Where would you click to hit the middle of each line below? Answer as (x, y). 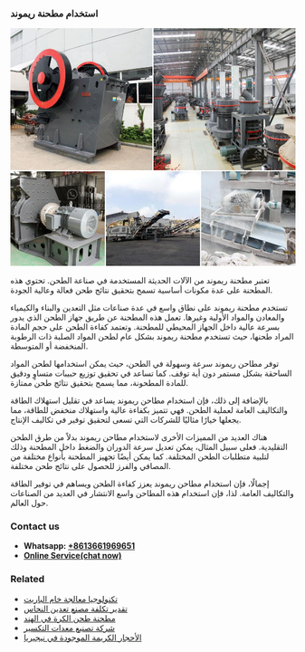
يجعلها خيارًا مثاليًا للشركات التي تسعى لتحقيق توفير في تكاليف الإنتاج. (126, 419)
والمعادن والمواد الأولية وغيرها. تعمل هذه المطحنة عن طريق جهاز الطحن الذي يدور (148, 317)
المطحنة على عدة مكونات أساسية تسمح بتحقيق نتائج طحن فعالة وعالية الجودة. (142, 290)
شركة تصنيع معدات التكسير (69, 628)
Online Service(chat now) (72, 556)
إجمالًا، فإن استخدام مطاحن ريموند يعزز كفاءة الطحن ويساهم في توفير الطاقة (140, 484)
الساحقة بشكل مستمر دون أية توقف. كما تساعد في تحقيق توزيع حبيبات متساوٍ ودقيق (151, 373)
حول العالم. (29, 503)
